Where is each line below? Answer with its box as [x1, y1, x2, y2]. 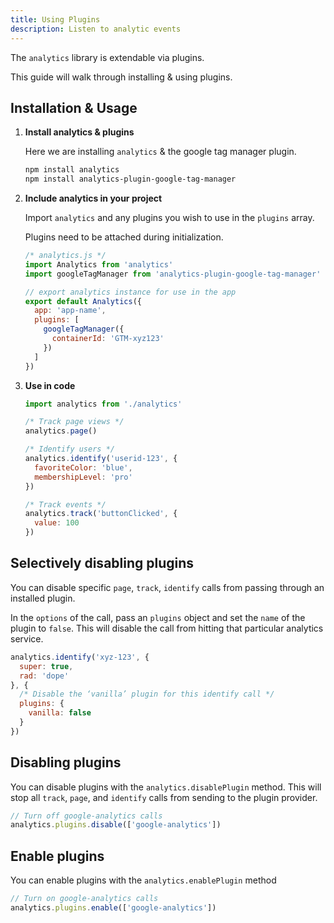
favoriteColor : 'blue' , [34, 462, 133, 473]
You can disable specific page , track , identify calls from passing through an [10, 581, 325, 593]
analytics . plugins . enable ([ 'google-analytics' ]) [10, 903, 217, 913]
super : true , [19, 661, 74, 671]
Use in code [24, 379, 76, 391]
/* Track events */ [24, 499, 107, 510]
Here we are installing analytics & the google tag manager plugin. [24, 146, 297, 158]
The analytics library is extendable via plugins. [10, 51, 205, 63]
